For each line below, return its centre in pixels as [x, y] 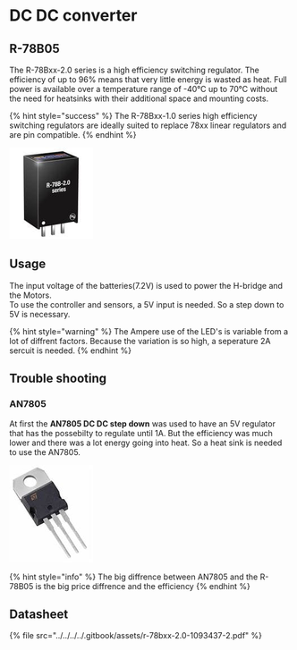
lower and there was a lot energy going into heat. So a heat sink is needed [146, 443]
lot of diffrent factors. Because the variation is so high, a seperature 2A [140, 341]
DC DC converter [73, 16]
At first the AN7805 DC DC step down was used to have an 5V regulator [142, 423]
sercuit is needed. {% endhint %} [71, 350]
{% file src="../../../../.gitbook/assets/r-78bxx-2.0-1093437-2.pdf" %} [136, 636]
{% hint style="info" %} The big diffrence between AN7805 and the [134, 577]
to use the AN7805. [45, 452]
